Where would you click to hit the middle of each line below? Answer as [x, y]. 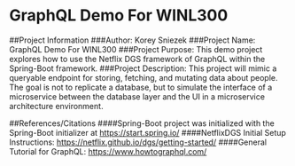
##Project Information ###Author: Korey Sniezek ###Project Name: [132, 40]
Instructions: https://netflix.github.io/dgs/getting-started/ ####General [138, 142]
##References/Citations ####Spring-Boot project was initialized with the [142, 123]
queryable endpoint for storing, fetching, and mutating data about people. [144, 77]
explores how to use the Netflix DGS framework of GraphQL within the [137, 59]
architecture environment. [56, 106]
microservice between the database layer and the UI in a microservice [137, 96]
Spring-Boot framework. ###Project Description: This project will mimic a [143, 68]
